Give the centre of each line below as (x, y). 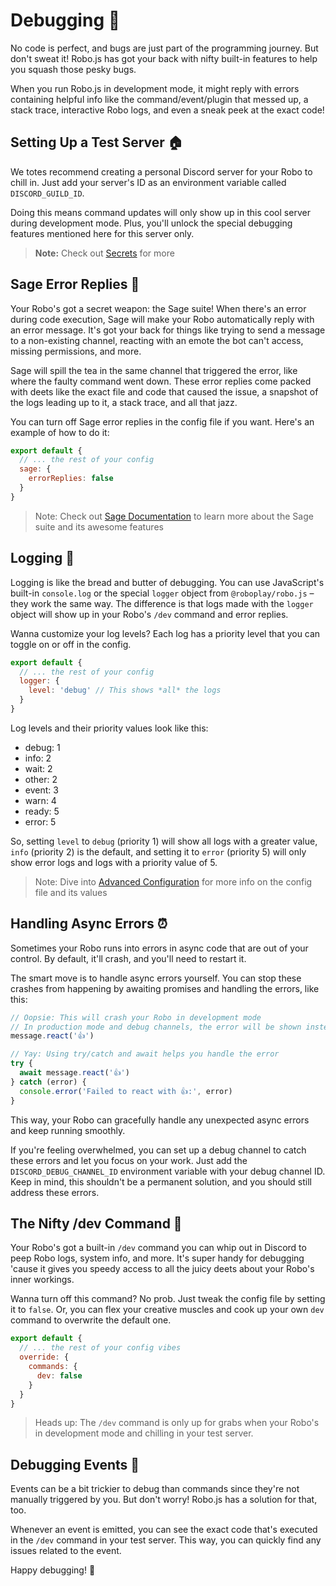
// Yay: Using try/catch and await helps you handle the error (145, 1054)
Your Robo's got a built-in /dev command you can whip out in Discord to (158, 1248)
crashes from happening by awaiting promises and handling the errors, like (165, 988)
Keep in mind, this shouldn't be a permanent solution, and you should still (161, 1181)
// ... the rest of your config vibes (100, 1348)
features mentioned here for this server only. (102, 233)
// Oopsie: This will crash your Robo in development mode (136, 1017)
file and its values (71, 892)
